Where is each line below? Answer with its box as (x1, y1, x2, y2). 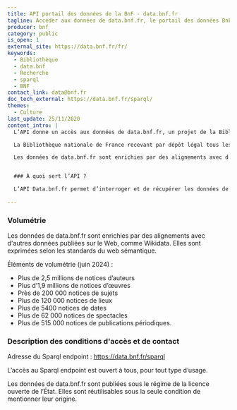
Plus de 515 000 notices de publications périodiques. (17, 319, 172, 327)
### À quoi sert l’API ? (13, 173, 87, 180)
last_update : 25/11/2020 (7, 115, 80, 122)
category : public (7, 30, 59, 37)
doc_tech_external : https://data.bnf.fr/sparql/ (7, 96, 153, 103)
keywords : (7, 50, 37, 57)
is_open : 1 (7, 37, 39, 44)
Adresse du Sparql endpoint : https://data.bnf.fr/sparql (7, 352, 166, 361)
